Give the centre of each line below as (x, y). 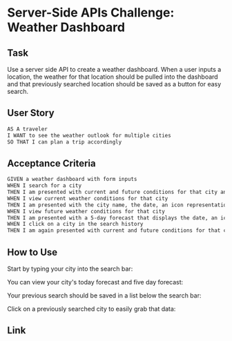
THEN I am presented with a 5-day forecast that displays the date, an (112, 218)
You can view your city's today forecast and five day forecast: (95, 282)
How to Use (32, 252)
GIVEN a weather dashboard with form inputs (72, 179)
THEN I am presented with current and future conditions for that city (112, 192)
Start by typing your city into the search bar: (70, 269)
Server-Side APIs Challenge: (91, 13)
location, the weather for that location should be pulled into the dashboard (113, 77)
